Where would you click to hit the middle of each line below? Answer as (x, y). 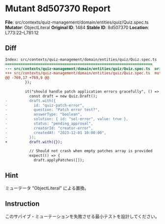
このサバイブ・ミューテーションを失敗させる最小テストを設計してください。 (82, 216)
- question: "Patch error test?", (52, 110)
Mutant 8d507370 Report (58, 9)
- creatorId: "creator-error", (49, 128)
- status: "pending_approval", (49, 124)
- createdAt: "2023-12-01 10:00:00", (56, 133)
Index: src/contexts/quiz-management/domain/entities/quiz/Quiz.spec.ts (81, 60)
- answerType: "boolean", (44, 114)
